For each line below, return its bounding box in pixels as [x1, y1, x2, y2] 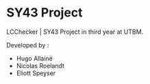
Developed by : [6, 41, 49, 49]
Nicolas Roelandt [16, 61, 64, 70]
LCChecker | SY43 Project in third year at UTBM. [6, 28, 144, 36]
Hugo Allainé [16, 54, 53, 63]
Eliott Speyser [16, 69, 56, 77]
